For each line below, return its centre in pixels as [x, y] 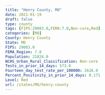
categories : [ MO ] [23, 33]
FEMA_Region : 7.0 [23, 52]
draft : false [19, 19]
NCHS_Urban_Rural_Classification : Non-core [52, 61]
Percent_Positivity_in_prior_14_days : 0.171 [53, 75]
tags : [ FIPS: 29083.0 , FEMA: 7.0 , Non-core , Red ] [53, 29]
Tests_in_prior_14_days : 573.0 [38, 66]
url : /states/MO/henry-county [37, 84]
